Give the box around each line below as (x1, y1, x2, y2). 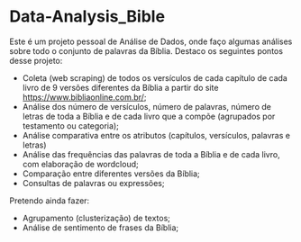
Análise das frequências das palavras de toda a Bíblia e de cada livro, (22, 148, 281, 159)
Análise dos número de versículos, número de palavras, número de (22, 101, 272, 112)
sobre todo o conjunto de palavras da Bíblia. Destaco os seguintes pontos (9, 45, 284, 56)
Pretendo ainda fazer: (9, 195, 90, 206)
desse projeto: (9, 55, 63, 66)
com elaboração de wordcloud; (22, 158, 139, 169)
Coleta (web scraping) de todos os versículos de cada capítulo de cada (22, 72, 288, 83)
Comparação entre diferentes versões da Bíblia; (22, 168, 200, 179)
